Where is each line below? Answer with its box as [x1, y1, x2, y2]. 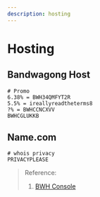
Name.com [7, 131, 57, 143]
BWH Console [35, 182, 76, 191]
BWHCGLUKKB [7, 112, 39, 119]
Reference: [24, 169, 57, 177]
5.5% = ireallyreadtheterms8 [7, 100, 93, 107]
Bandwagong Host [7, 68, 90, 81]
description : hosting [7, 10, 71, 18]
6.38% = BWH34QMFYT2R [7, 93, 71, 101]
